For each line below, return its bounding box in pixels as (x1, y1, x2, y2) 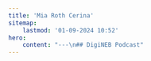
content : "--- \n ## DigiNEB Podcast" (22, 41, 145, 49)
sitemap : (8, 19, 37, 27)
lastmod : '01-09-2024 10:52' (22, 26, 119, 34)
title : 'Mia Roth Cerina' (8, 11, 94, 20)
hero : (8, 33, 26, 42)
